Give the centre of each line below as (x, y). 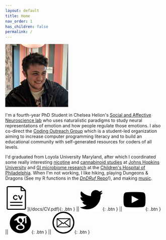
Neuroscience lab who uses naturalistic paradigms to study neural (74, 120)
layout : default (22, 11)
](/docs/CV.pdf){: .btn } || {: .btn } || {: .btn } (94, 209)
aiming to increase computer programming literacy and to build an (74, 136)
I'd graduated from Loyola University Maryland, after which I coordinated (80, 157)
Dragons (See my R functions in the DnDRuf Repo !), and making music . (79, 178)
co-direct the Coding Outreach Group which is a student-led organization (81, 131)
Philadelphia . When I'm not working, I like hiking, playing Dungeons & (77, 173)
